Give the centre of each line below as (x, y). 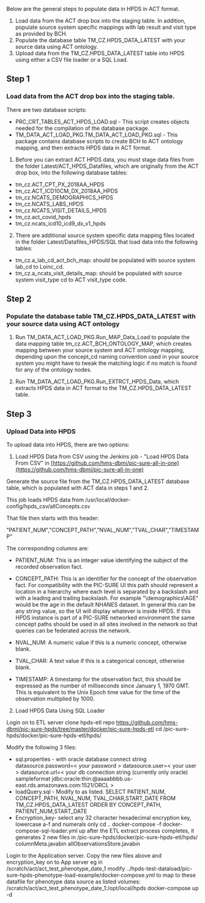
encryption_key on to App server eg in (54, 862)
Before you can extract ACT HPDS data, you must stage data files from (104, 159)
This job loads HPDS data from (45, 500)
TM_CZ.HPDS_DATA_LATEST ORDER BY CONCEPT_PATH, (88, 805)
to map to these (176, 875)
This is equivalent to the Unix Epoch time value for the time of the (98, 692)
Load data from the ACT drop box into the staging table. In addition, (100, 21)
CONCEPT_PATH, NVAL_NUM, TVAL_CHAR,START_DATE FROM (95, 798)
